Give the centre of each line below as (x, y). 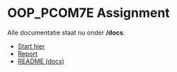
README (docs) (41, 61)
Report (27, 54)
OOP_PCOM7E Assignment (88, 13)
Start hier (31, 46)
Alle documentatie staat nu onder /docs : (66, 32)
